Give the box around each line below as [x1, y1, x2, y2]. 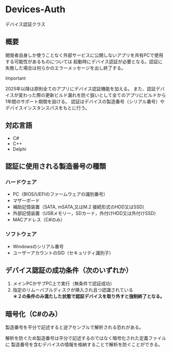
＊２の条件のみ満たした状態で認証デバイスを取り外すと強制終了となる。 [12, 293, 165, 299]
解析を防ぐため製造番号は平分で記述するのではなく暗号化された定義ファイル [5, 335, 166, 341]
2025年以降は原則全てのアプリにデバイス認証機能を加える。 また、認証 [5, 85, 156, 91]
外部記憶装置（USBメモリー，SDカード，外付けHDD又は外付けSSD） [12, 210, 159, 217]
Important [5, 75, 26, 81]
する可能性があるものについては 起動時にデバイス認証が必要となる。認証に [5, 58, 163, 64]
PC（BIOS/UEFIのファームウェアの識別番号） [12, 191, 108, 197]
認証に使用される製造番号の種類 [5, 162, 106, 171]
